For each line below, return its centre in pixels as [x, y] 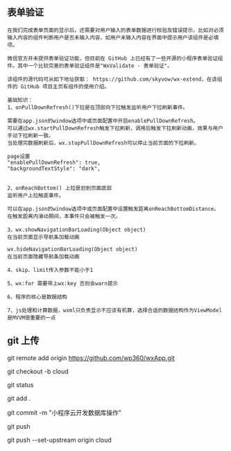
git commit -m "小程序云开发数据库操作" [65, 412]
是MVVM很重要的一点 [32, 318]
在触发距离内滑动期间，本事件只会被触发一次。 [64, 216]
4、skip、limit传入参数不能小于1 [50, 270]
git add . [19, 398]
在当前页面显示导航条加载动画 [43, 237]
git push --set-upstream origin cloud [60, 440]
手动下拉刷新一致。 [31, 135]
